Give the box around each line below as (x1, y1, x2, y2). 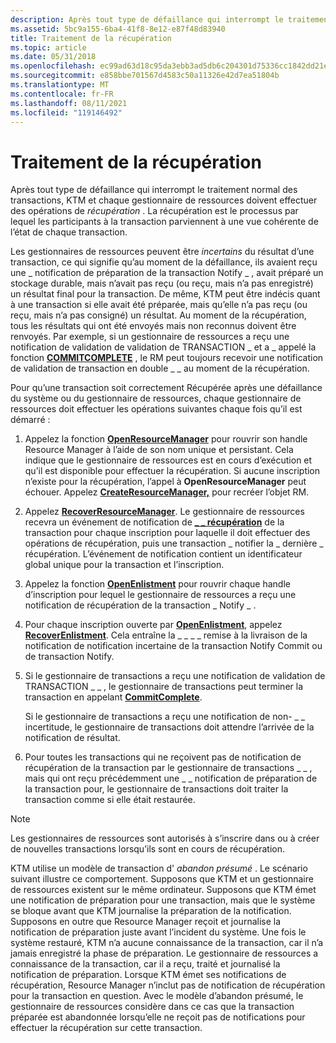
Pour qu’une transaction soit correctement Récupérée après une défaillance (10, 382, 323, 394)
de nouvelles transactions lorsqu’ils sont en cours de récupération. (10, 843, 285, 855)
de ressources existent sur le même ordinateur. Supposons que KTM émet (10, 884, 317, 896)
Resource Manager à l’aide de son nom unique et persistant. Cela (24, 444, 294, 456)
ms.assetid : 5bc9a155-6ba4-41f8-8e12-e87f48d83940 (10, 24, 226, 34)
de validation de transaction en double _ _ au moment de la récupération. (10, 362, 310, 375)
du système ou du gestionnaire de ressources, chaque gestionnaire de (10, 392, 302, 405)
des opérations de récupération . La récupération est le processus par (10, 205, 299, 217)
